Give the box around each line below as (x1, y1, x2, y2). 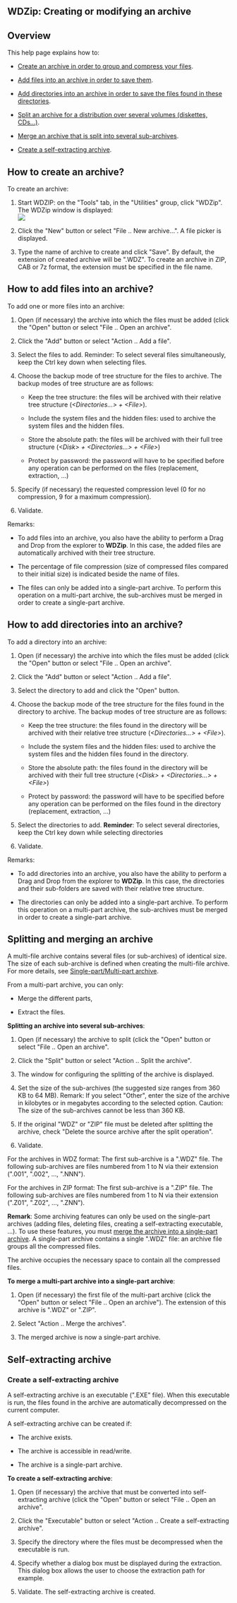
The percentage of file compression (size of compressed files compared (17, 562, 229, 570)
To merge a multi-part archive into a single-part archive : (7, 1277, 176, 1285)
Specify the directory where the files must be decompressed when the (17, 1538, 224, 1547)
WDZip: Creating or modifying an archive (7, 6, 192, 18)
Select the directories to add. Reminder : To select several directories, (17, 820, 220, 829)
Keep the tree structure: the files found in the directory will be (28, 721, 207, 729)
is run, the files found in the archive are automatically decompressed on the (7, 1398, 227, 1407)
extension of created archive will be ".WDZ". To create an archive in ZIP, (17, 256, 227, 264)
